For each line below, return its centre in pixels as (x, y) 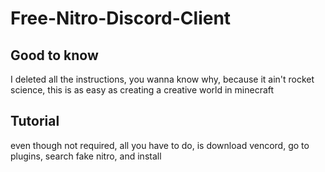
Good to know (54, 55)
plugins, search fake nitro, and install (86, 156)
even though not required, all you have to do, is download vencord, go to (160, 145)
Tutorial (35, 121)
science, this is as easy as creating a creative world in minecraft (142, 90)
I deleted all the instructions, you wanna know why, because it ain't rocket (162, 79)
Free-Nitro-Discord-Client (121, 18)
